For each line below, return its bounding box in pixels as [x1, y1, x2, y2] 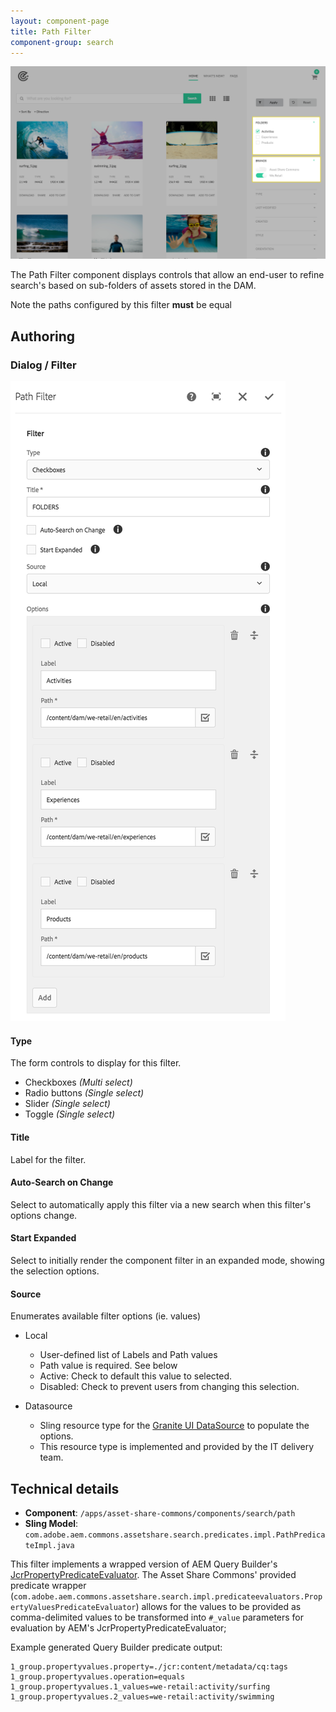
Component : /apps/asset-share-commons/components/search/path [24, 1507, 296, 1519]
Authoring [10, 328, 76, 345]
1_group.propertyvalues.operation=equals [10, 1672, 186, 1682]
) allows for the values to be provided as [135, 1601, 302, 1612]
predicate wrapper [10, 1580, 87, 1591]
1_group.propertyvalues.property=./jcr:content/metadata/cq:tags [10, 1662, 288, 1672]
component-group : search [10, 37, 114, 47]
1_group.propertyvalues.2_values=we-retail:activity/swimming [10, 1692, 275, 1702]
